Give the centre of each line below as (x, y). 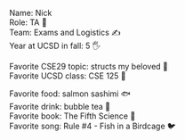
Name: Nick (31, 13)
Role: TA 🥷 (28, 22)
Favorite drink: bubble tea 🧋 (60, 107)
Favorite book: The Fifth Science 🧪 (72, 116)
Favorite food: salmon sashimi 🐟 (70, 94)
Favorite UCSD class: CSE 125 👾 (68, 76)
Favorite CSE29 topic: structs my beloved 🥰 (89, 66)
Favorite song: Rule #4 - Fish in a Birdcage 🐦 (92, 126)
